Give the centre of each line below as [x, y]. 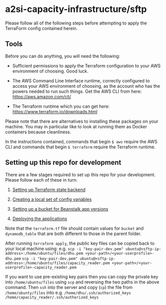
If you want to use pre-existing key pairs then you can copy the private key [82, 277]
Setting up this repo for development [63, 162]
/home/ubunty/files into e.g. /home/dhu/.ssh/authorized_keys [68, 293]
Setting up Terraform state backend [49, 189]
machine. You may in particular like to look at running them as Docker [76, 126]
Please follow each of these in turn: [41, 180]
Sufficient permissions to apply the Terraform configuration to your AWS [86, 65]
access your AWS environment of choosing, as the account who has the [86, 86]
